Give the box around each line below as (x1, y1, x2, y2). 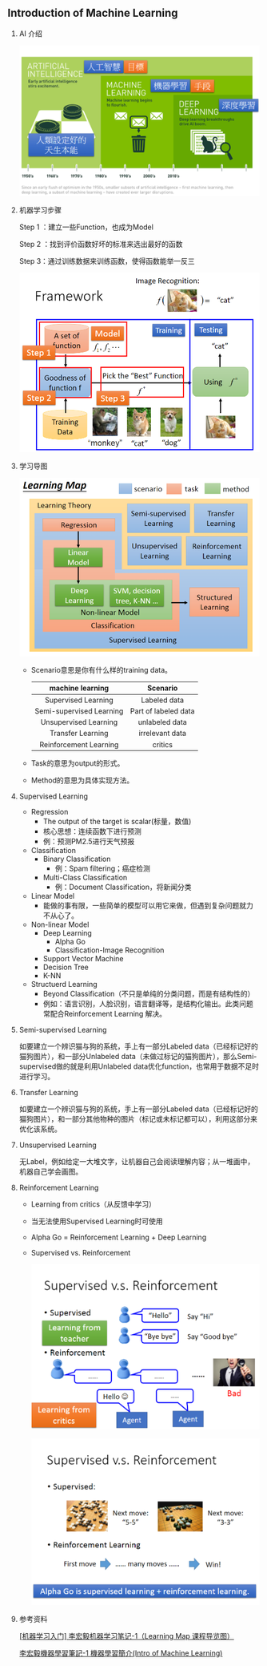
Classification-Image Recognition (54, 945, 165, 955)
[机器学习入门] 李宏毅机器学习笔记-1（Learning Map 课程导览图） (18, 1632, 235, 1641)
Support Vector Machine (42, 954, 124, 964)
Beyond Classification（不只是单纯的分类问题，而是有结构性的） (42, 989, 255, 999)
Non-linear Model (30, 920, 90, 929)
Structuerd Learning (30, 980, 98, 989)
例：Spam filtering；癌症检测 (54, 863, 151, 873)
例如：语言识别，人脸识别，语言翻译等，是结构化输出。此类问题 (42, 999, 253, 1009)
